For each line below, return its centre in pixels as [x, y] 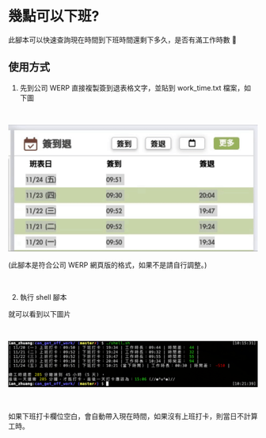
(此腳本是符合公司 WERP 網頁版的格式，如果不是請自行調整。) [108, 265]
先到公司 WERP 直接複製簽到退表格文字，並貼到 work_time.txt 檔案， [132, 87]
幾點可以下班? [54, 16]
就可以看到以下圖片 [40, 313]
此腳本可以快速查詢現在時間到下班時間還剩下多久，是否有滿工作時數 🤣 [123, 40]
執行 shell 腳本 [43, 297]
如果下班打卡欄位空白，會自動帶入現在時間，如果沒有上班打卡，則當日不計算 [133, 416]
